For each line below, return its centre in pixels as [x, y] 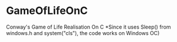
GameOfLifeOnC [47, 11]
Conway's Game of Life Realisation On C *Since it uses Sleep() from [88, 27]
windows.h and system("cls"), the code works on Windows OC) [83, 33]
